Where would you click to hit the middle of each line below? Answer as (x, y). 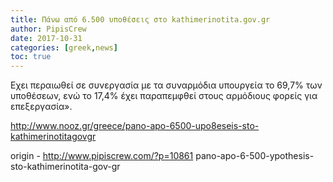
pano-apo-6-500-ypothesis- (255, 156)
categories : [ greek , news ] (64, 47)
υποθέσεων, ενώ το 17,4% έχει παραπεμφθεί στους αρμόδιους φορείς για (164, 96)
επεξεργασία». (41, 107)
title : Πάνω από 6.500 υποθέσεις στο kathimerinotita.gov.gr (140, 19)
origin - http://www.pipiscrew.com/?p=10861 (102, 156)
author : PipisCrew (48, 29)
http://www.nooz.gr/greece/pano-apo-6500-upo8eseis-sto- (135, 126)
